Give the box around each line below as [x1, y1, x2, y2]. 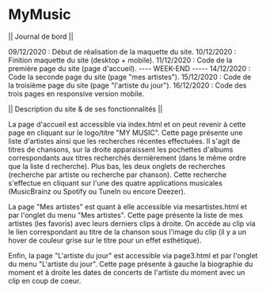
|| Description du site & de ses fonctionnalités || [8, 104, 163, 114]
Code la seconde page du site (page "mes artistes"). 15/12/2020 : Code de [8, 72, 252, 81]
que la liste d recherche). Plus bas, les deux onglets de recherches [8, 161, 226, 171]
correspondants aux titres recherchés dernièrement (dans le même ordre [8, 152, 247, 163]
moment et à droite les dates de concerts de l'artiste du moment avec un [8, 267, 245, 277]
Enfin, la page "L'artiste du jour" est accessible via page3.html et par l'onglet [8, 250, 258, 260]
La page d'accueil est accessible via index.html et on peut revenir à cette [8, 119, 246, 129]
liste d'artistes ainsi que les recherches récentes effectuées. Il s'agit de [8, 136, 241, 145]
